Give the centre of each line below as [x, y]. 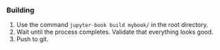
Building [20, 10]
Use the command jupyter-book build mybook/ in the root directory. [112, 25]
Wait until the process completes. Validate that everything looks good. [115, 32]
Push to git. [32, 39]
